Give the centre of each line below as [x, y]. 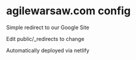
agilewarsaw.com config [69, 11]
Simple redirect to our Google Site [48, 27]
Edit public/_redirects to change [45, 39]
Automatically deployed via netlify [48, 50]
